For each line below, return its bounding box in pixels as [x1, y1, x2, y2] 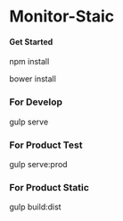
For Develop [9, 96, 63, 108]
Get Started [9, 36, 53, 47]
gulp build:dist [9, 201, 61, 212]
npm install [9, 56, 50, 67]
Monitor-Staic [9, 6, 114, 27]
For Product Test [9, 139, 83, 151]
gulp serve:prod [9, 158, 69, 169]
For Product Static [9, 181, 89, 193]
